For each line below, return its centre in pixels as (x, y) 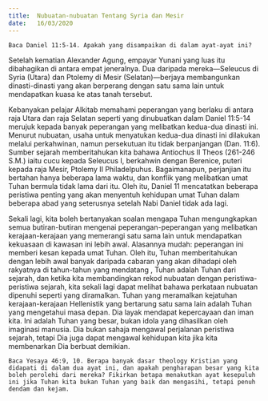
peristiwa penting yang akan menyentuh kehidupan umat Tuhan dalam (124, 194)
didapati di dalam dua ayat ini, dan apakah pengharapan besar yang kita (134, 368)
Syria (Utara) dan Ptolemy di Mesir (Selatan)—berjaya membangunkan (124, 77)
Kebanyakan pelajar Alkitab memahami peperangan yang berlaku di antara (131, 110)
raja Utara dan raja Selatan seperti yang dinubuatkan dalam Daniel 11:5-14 (130, 118)
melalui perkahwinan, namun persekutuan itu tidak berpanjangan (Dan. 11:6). (134, 143)
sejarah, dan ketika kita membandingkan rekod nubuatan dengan (115, 278)
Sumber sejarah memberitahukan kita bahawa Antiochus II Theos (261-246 (132, 152)
